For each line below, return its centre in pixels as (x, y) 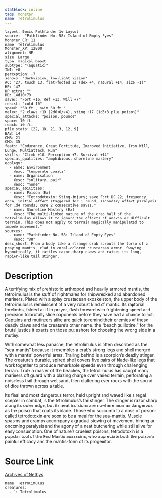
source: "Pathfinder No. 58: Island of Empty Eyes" (59, 36)
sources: (14, 231)
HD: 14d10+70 (18, 95)
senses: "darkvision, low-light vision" (46, 78)
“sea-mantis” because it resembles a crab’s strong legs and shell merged (78, 350)
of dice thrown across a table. (35, 386)
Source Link (29, 461)
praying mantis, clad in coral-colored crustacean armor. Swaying (73, 248)
